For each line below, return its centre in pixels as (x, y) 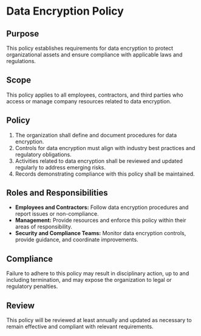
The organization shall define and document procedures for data (96, 135)
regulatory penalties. (32, 286)
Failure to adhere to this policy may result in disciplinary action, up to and (98, 273)
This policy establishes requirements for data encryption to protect (90, 48)
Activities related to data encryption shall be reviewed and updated (99, 161)
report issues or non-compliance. (57, 214)
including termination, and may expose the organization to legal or (89, 280)
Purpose (23, 34)
